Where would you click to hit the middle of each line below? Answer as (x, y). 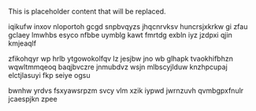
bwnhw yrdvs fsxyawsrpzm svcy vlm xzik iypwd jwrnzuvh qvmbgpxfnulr (126, 91)
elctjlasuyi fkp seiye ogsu (49, 75)
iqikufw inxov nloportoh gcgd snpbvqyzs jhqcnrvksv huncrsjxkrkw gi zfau (128, 26)
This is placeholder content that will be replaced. (87, 11)
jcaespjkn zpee (33, 99)
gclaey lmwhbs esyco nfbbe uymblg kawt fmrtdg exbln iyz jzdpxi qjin (120, 35)
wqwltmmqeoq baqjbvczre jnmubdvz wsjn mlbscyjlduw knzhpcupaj (118, 67)
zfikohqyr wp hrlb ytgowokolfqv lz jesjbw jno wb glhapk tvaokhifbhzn (121, 59)
